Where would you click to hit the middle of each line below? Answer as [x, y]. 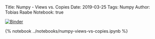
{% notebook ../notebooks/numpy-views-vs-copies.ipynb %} [67, 31]
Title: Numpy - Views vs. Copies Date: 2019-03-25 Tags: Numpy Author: [77, 7]
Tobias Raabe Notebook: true [34, 12]
